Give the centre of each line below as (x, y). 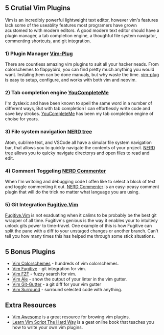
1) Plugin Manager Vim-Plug (39, 54)
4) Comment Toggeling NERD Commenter (56, 170)
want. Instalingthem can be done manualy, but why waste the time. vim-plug (82, 75)
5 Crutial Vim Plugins (38, 8)
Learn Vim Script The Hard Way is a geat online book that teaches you (83, 322)
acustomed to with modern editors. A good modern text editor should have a (82, 30)
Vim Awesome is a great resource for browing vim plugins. (71, 317)
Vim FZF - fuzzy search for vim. (44, 274)
